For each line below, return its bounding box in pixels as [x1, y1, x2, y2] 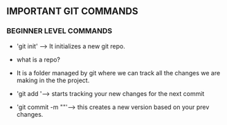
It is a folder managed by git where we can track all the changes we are [16, 68, 221, 77]
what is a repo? [16, 55, 60, 64]
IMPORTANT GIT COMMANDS [6, 6, 138, 17]
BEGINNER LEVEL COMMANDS [6, 26, 112, 36]
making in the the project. [16, 76, 90, 84]
